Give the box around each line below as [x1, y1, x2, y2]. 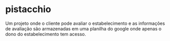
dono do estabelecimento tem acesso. [5, 31, 86, 37]
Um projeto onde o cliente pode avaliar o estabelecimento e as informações [5, 20, 165, 26]
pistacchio [5, 4, 51, 15]
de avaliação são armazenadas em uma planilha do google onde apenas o [5, 25, 162, 31]
